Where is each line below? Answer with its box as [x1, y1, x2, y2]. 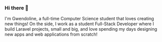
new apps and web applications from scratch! [4, 32, 98, 38]
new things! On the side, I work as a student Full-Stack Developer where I [4, 21, 154, 27]
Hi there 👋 [4, 4, 29, 11]
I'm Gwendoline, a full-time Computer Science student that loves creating [4, 16, 154, 22]
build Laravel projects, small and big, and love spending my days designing [4, 26, 158, 32]
